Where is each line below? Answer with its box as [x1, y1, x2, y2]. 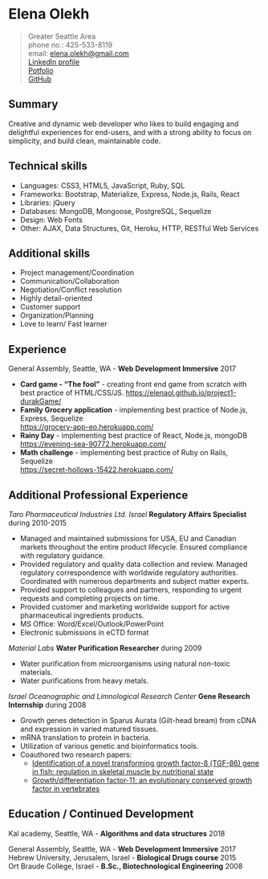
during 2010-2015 [8, 518, 67, 528]
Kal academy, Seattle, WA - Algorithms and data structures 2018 [8, 828, 225, 838]
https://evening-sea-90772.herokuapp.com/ [19, 439, 167, 449]
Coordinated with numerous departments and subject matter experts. [19, 577, 250, 585]
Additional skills [8, 246, 91, 260]
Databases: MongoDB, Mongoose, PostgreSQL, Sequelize [19, 206, 212, 216]
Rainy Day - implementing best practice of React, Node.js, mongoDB [19, 431, 248, 441]
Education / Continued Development [8, 807, 194, 821]
